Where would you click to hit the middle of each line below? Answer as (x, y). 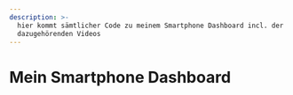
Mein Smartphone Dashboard (120, 77)
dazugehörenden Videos (59, 33)
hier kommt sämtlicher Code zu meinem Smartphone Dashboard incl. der (150, 26)
